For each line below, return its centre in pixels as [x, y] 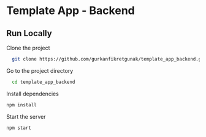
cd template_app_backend [44, 82]
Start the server [26, 116]
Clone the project [28, 48]
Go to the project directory [40, 70]
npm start [19, 128]
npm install [21, 105]
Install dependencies [33, 94]
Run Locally [29, 33]
